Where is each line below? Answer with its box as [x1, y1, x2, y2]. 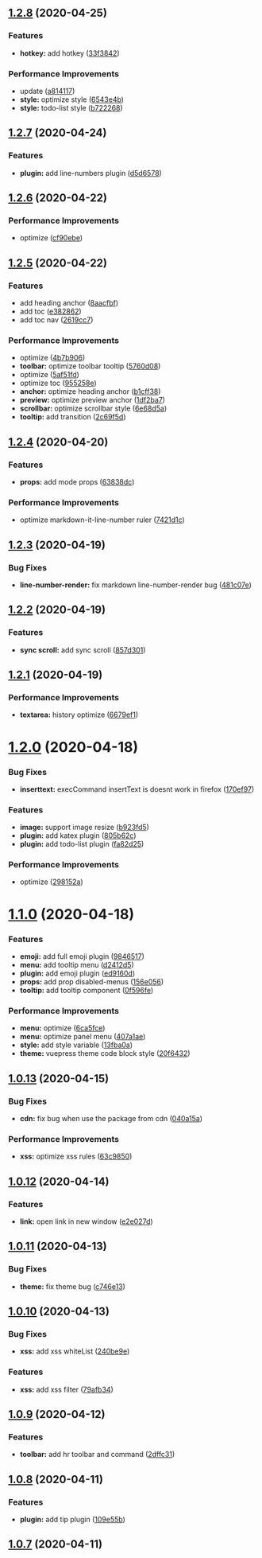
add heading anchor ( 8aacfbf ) [19, 298, 119, 308]
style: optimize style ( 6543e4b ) [19, 95, 125, 104]
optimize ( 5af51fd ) [19, 370, 79, 380]
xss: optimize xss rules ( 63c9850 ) [19, 1151, 133, 1161]
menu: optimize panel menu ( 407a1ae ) [19, 1032, 146, 1042]
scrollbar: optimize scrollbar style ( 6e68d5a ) [19, 403, 168, 413]
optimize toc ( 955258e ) [19, 378, 97, 388]
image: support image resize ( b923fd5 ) [19, 823, 149, 832]
